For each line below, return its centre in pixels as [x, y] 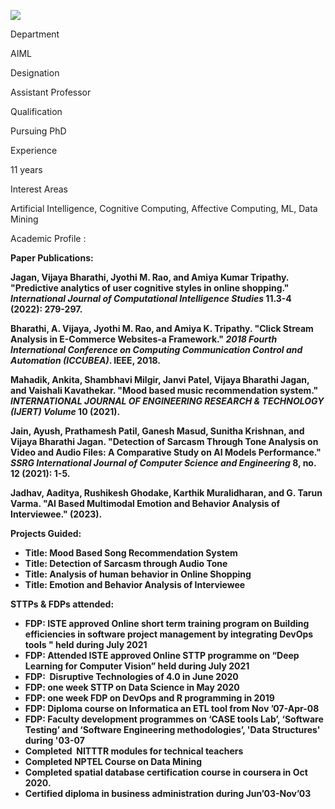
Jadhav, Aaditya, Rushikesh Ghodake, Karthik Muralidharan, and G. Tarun [166, 493]
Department [35, 34]
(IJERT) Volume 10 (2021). [65, 411]
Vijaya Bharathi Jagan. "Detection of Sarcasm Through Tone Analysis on [164, 441]
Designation [35, 73]
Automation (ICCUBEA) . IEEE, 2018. [85, 360]
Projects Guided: [46, 533]
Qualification [36, 111]
